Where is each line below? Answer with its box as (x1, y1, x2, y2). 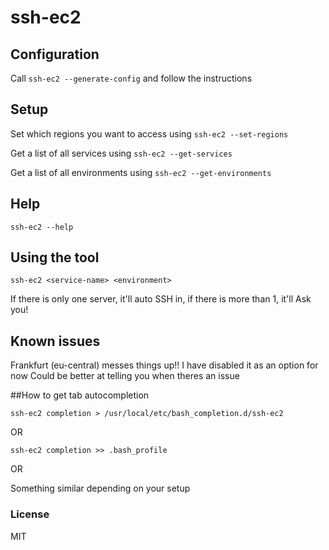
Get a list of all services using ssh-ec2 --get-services (10, 147, 233, 159)
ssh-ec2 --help (10, 222, 74, 232)
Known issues (10, 332, 101, 350)
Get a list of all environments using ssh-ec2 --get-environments (10, 166, 272, 178)
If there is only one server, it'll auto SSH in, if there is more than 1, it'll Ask (10, 293, 312, 305)
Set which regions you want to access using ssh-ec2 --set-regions (10, 127, 289, 140)
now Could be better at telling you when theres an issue (10, 370, 240, 382)
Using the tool (10, 249, 100, 266)
